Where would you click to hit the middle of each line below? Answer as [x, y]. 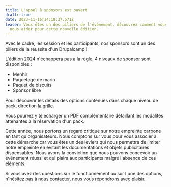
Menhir [20, 74]
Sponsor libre [27, 90]
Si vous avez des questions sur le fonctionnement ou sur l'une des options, [84, 174]
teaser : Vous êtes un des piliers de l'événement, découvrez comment [81, 24]
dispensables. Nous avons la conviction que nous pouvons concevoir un [81, 153]
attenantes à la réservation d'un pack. [45, 121]
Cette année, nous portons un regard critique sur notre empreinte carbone [83, 131]
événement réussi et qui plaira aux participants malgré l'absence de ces [81, 158]
